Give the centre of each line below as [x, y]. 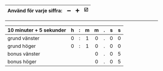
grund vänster [24, 38]
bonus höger [22, 62]
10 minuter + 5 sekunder [37, 30]
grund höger [22, 46]
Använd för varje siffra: [35, 11]
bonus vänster [24, 54]
